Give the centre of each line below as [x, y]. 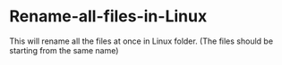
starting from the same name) [64, 50]
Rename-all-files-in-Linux [108, 16]
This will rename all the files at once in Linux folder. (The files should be [141, 41]
